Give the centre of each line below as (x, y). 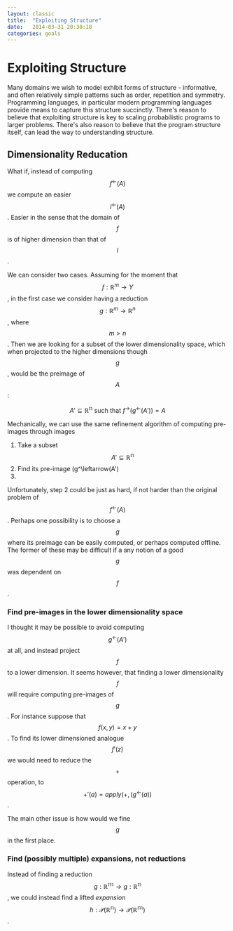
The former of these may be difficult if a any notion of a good (96, 550)
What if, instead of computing (50, 171)
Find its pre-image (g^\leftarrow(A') (68, 468)
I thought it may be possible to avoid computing (76, 627)
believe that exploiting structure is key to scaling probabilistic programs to (114, 117)
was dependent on (34, 572)
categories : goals (34, 33)
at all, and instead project (44, 650)
